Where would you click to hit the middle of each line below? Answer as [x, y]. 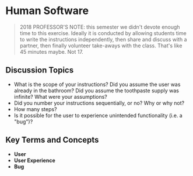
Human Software [47, 11]
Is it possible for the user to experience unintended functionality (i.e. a [98, 115]
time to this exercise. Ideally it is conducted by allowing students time [103, 33]
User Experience [35, 160]
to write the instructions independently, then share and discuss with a [103, 39]
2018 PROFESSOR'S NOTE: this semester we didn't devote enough [100, 27]
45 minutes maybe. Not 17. [52, 51]
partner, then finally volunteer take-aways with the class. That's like [101, 46]
